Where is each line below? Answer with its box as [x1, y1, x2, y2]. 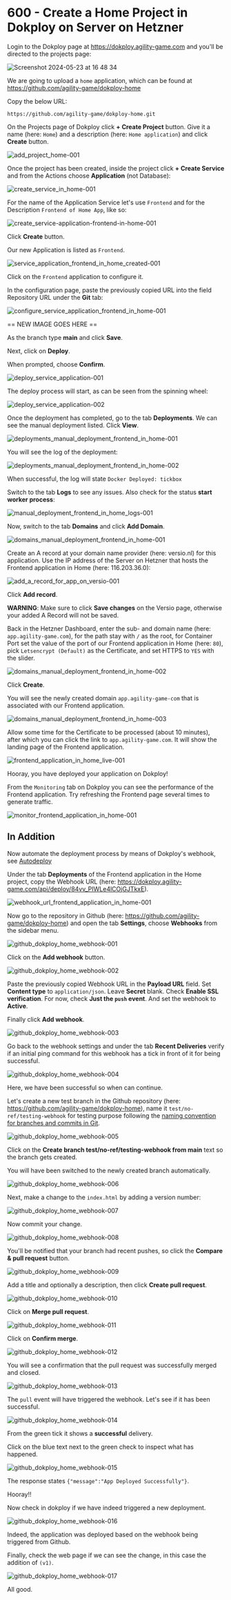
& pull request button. [7, 1254, 70, 1262]
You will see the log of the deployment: [7, 448, 118, 456]
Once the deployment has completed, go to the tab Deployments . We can [7, 413, 217, 422]
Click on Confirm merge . [7, 1334, 78, 1342]
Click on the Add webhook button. [7, 953, 106, 961]
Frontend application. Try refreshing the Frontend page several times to [7, 790, 210, 799]
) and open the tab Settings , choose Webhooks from [66, 919, 218, 927]
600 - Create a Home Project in [7, 5, 188, 21]
